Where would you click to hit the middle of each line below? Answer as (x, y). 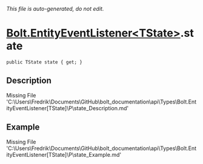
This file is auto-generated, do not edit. (55, 9)
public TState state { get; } (45, 62)
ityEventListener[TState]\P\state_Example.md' (64, 154)
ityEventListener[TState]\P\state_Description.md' (68, 108)
